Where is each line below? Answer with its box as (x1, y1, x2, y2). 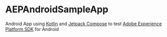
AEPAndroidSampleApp (5, 4, 109, 15)
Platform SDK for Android (5, 26, 59, 32)
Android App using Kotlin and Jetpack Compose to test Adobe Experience (5, 21, 162, 27)
